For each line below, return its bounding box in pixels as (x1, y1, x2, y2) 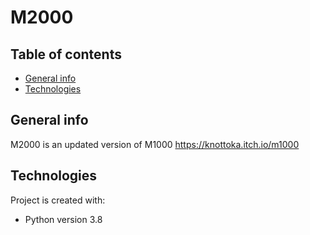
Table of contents (10, 46, 122, 63)
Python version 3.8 (24, 213, 103, 225)
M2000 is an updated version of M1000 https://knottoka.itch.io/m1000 (10, 138, 300, 150)
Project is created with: (10, 194, 106, 206)
